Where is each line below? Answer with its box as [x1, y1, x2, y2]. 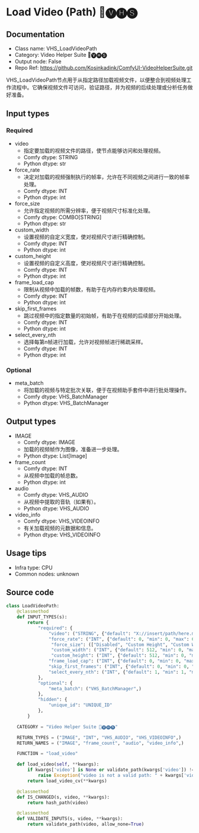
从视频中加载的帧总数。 [23, 472, 81, 479]
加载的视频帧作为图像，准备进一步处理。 [23, 445, 123, 452]
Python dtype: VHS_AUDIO [23, 504, 90, 512]
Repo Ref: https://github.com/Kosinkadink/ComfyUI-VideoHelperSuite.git [14, 65, 193, 71]
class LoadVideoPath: [6, 603, 60, 609]
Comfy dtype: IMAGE [23, 438, 76, 446]
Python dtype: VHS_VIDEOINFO [23, 531, 101, 538]
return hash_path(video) [27, 799, 89, 806]
